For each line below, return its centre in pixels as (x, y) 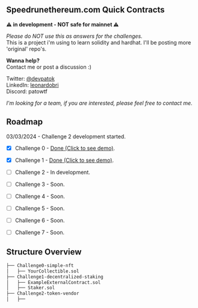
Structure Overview (44, 252)
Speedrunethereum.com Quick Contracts (85, 10)
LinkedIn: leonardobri (32, 85)
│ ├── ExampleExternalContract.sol (54, 282)
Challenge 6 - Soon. (40, 220)
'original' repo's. (26, 49)
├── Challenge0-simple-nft (40, 265)
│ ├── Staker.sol (31, 288)
